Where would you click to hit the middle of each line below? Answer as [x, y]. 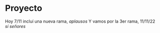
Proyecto [24, 8]
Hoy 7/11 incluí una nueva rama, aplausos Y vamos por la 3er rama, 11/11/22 [80, 21]
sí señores [15, 26]
